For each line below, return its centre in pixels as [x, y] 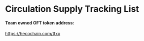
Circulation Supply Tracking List [72, 9]
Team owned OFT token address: [40, 22]
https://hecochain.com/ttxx [33, 34]
